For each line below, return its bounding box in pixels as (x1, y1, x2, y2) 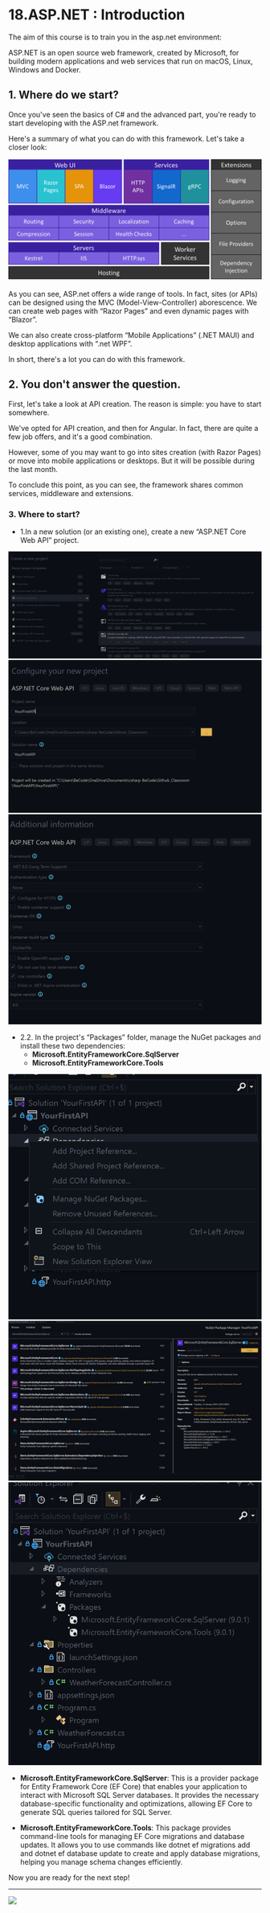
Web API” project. (19, 535, 80, 544)
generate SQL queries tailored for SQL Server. (19, 1807, 173, 1817)
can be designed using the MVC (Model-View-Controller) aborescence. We (8, 298, 257, 307)
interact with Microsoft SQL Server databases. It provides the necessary (19, 1790, 260, 1800)
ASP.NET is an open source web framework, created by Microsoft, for (8, 47, 239, 57)
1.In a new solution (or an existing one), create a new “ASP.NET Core (19, 527, 247, 536)
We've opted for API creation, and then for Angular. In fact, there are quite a (8, 423, 259, 433)
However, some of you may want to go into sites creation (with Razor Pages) (8, 447, 261, 457)
